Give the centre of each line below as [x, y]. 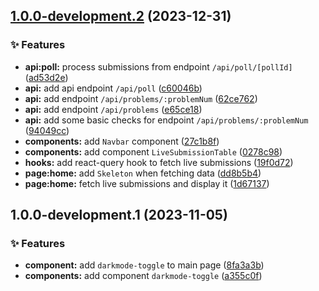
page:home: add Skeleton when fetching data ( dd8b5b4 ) [143, 173]
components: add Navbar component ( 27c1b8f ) [122, 141]
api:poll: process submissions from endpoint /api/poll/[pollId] [158, 66]
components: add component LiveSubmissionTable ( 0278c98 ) [153, 151]
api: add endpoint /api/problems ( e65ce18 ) [113, 109]
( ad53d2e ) [46, 77]
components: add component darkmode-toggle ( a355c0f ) [143, 276]
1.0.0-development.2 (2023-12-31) [121, 16]
